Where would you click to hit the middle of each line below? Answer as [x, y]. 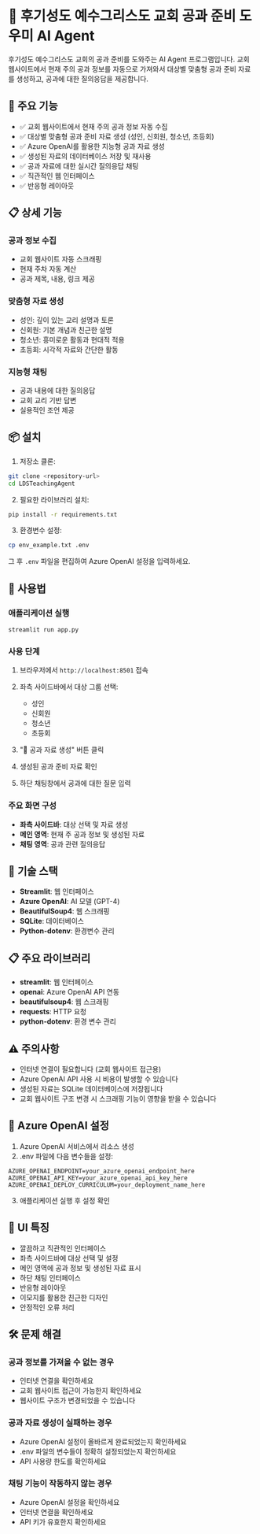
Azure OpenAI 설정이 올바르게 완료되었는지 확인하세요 [103, 1441]
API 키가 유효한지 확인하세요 [63, 1521]
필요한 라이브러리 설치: [54, 499]
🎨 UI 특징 [29, 1228]
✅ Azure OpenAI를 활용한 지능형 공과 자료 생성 [92, 146]
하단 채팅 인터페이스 [50, 1277]
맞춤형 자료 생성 [36, 302]
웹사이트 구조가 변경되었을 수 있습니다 [77, 1401]
